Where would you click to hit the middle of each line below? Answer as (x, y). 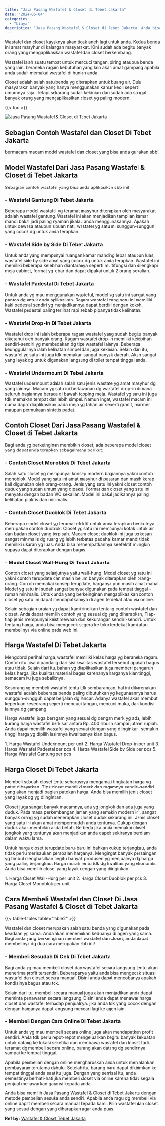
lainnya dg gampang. (26, 709)
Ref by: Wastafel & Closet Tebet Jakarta (45, 1118)
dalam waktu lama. (24, 838)
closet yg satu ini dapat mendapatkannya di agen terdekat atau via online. (80, 599)
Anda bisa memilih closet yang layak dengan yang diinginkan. (68, 868)
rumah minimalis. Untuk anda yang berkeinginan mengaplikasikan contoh (79, 594)
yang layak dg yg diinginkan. (34, 797)
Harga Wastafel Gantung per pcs (38, 754)
